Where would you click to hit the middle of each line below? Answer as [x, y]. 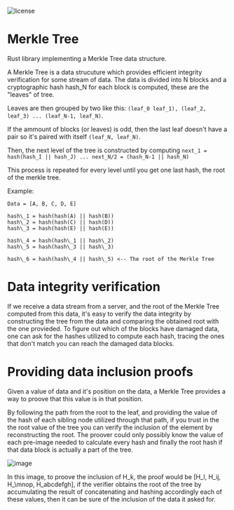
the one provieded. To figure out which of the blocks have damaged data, [113, 328]
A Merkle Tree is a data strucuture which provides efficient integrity [105, 72]
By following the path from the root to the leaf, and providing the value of [112, 412]
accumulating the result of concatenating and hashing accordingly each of [115, 492]
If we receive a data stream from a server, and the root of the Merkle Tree [113, 306]
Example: [21, 191]
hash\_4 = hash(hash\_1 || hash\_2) [61, 241]
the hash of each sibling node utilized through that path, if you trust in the [113, 420]
